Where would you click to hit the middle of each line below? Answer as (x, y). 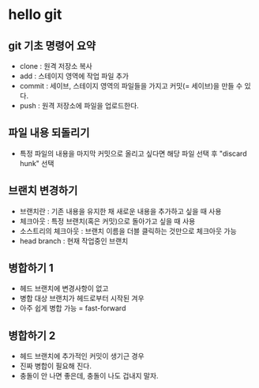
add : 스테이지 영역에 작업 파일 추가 (74, 76)
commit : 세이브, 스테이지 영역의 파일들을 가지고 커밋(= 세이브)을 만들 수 (131, 86)
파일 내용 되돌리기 (49, 133)
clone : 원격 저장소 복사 (56, 66)
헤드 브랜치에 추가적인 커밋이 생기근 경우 (82, 356)
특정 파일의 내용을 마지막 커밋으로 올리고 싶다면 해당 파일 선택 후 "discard (133, 153)
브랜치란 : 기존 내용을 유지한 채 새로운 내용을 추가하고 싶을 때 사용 (120, 211)
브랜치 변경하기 (43, 191)
